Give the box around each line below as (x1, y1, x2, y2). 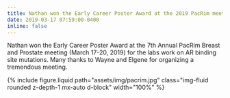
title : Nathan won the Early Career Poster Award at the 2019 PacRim (7, 10, 210, 17)
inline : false (7, 22, 48, 29)
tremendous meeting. (7, 63, 68, 71)
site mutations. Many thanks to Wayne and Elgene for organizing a (7, 56, 194, 64)
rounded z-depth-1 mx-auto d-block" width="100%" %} (7, 83, 165, 92)
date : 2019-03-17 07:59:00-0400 (7, 16, 99, 23)
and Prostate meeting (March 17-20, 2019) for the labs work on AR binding (7, 48, 217, 56)
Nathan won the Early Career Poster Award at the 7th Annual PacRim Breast (7, 42, 220, 50)
